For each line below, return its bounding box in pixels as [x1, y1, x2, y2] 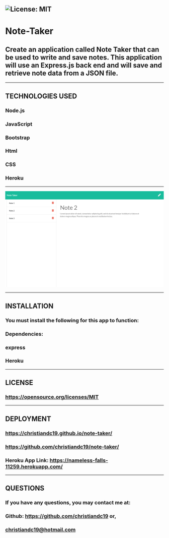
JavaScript [5, 121, 33, 128]
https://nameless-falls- [49, 457, 108, 464]
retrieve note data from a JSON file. [5, 69, 118, 77]
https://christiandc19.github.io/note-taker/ [5, 430, 113, 437]
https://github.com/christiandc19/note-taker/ [5, 443, 119, 450]
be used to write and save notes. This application [5, 53, 162, 62]
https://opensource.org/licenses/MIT [5, 394, 99, 401]
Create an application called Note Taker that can [5, 45, 159, 53]
